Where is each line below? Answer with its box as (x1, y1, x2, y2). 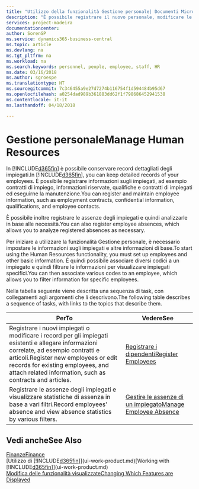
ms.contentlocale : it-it (6, 96, 68, 102)
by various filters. (9, 415, 57, 423)
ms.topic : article (6, 42, 52, 48)
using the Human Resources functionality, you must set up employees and (6, 251, 188, 258)
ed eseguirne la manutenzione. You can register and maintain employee (6, 190, 179, 197)
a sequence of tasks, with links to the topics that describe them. (6, 300, 162, 307)
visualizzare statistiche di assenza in (9, 393, 111, 401)
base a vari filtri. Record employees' (9, 400, 108, 408)
